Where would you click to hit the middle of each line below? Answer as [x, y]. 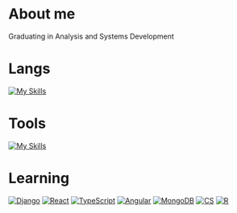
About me [42, 14]
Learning [39, 178]
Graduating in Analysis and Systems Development [91, 36]
